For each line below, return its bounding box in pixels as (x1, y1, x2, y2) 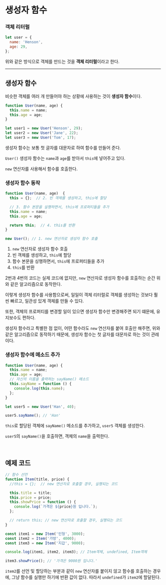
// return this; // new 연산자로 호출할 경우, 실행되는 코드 (9, 518, 123, 523)
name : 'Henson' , (9, 40, 43, 45)
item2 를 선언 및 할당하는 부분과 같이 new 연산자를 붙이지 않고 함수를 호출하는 (5, 568, 152, 574)
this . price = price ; (9, 495, 52, 500)
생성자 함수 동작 (5, 179, 41, 186)
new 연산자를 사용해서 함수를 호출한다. (5, 166, 78, 172)
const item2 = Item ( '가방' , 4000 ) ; (5, 536, 77, 541)
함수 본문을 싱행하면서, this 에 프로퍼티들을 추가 (12, 259, 105, 264)
